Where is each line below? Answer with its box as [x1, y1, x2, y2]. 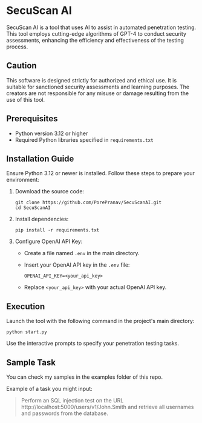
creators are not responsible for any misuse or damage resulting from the [6, 89, 189, 97]
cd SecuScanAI [15, 205, 51, 211]
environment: [6, 176, 39, 184]
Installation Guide [6, 153, 74, 164]
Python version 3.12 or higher [15, 130, 88, 137]
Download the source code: [15, 188, 85, 195]
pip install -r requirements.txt [15, 227, 100, 233]
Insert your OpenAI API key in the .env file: [24, 261, 130, 268]
